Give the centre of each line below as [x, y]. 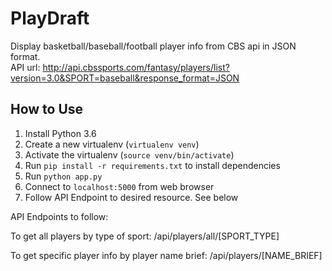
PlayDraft [50, 18]
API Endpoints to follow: [59, 216]
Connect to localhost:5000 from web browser [119, 186]
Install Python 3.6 [60, 133]
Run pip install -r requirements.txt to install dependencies [152, 165]
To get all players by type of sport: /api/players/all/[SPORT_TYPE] [145, 236]
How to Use [47, 109]
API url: [25, 67]
